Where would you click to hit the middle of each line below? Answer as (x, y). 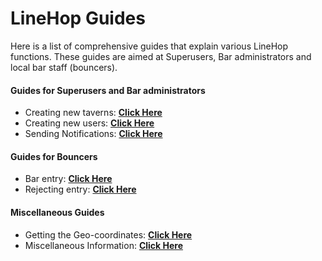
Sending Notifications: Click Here (93, 134)
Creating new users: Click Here (89, 123)
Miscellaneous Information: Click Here (104, 245)
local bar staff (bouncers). (64, 67)
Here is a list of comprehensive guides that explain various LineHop (149, 46)
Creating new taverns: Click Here (93, 113)
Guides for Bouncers (54, 156)
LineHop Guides (78, 18)
